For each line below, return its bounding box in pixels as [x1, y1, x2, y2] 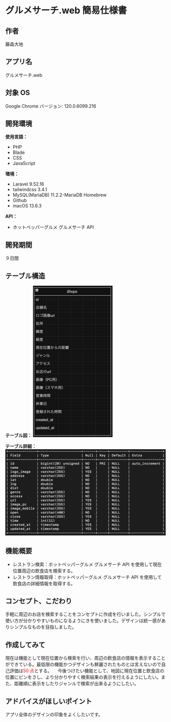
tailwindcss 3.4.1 [12, 187, 47, 193]
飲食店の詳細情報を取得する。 [12, 580, 75, 587]
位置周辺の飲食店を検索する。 [12, 568, 75, 574]
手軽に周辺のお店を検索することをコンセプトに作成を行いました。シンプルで [5, 611, 166, 617]
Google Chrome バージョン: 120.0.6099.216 [5, 103, 97, 109]
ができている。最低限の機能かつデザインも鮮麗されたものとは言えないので [5, 661, 161, 667]
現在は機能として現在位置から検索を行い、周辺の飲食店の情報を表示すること [5, 655, 166, 661]
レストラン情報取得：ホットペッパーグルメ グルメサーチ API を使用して [12, 574, 162, 580]
